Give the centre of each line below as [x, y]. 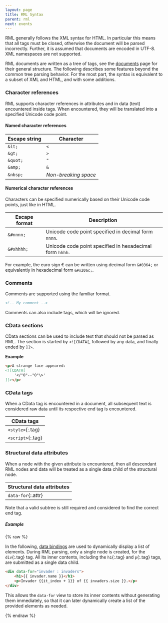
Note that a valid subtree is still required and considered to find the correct [82, 507]
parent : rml [17, 19]
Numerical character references [39, 188]
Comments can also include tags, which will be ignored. [63, 313]
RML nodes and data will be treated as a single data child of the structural [81, 469]
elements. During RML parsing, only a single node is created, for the [75, 552]
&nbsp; [15, 175]
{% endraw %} [20, 615]
